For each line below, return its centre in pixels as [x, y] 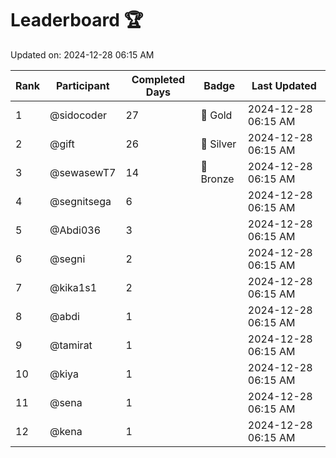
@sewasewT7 [83, 172]
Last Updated [284, 85]
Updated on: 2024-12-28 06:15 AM [82, 54]
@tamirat [71, 345]
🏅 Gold [216, 115]
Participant [82, 85]
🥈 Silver [218, 144]
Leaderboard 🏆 [77, 20]
